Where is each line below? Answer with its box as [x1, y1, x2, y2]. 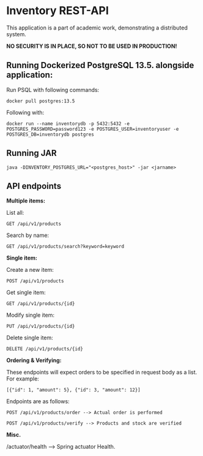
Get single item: [6, 289, 46, 296]
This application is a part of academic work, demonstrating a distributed [6, 24, 188, 31]
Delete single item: [6, 334, 53, 341]
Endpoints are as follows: [6, 398, 70, 405]
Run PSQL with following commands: [6, 86, 100, 93]
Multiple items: [6, 197, 46, 204]
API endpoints [6, 180, 62, 191]
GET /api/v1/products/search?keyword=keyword [6, 244, 124, 250]
